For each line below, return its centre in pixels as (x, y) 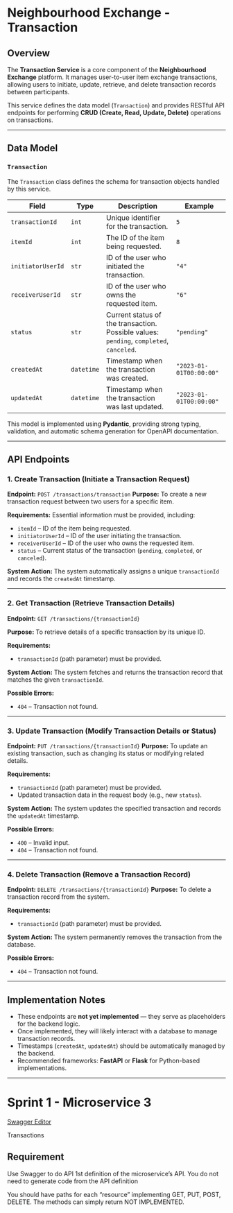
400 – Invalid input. (44, 842)
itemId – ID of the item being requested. (74, 528)
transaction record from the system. (59, 897)
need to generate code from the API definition (73, 1181)
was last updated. (135, 406)
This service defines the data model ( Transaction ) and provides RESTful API (116, 105)
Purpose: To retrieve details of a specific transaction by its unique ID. (106, 632)
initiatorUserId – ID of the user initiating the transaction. (99, 536)
